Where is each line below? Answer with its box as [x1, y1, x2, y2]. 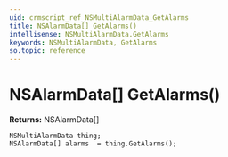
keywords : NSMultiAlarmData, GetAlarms [9, 37, 158, 47]
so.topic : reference [9, 46, 86, 55]
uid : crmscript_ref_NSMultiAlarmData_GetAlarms [9, 12, 190, 22]
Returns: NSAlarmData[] [9, 114, 100, 125]
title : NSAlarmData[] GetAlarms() [9, 21, 138, 30]
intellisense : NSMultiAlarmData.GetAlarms [9, 29, 169, 38]
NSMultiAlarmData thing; [9, 131, 102, 141]
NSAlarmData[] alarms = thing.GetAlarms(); [9, 139, 177, 148]
